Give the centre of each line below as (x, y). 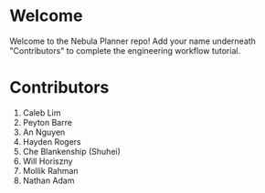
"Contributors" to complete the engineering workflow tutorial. (125, 50)
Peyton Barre (48, 122)
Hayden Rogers (52, 141)
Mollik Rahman (51, 170)
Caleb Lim (42, 112)
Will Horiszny (48, 161)
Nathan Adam (48, 180)
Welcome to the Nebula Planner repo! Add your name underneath (132, 41)
